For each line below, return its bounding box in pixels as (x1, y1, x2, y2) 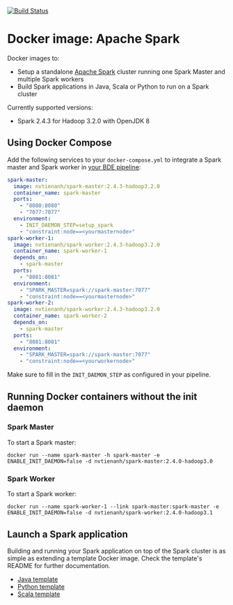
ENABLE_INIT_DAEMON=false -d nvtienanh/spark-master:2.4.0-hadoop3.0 (7, 457, 214, 465)
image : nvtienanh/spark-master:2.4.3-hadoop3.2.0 (13, 183, 160, 190)
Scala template (17, 590, 61, 598)
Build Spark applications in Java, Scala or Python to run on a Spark (17, 82, 209, 91)
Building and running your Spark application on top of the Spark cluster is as (7, 546, 226, 555)
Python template (17, 582, 65, 590)
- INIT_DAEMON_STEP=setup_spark (19, 222, 113, 229)
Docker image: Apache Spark (7, 31, 180, 47)
